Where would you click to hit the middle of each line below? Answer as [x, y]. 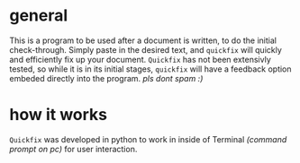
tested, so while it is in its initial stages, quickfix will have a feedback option [150, 69]
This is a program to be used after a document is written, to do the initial [143, 40]
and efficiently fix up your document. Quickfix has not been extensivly [141, 59]
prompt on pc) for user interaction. [73, 149]
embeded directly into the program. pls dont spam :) [106, 78]
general [39, 16]
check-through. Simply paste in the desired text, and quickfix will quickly [145, 49]
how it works [59, 115]
